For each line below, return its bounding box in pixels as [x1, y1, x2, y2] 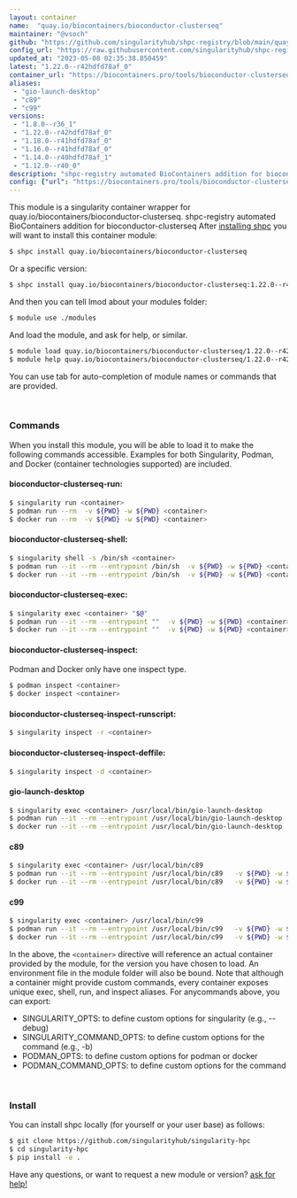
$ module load [9, 346, 62, 355]
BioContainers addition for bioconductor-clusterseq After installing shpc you [9, 220, 287, 231]
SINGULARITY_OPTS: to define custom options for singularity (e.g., [21, 1013, 267, 1024]
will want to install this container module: [9, 230, 157, 241]
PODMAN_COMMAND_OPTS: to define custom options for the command [21, 1060, 286, 1070]
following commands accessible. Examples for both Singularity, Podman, [9, 449, 274, 460]
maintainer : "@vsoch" [9, 29, 89, 38]
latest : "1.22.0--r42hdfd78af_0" [9, 63, 133, 72]
